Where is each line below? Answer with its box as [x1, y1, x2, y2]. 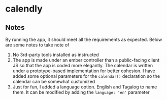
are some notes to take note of [5, 42, 70, 48]
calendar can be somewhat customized [12, 79, 95, 84]
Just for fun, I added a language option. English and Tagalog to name [12, 84, 157, 90]
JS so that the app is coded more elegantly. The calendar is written [12, 63, 153, 68]
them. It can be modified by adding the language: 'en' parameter [12, 89, 150, 95]
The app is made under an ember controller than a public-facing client [12, 57, 160, 63]
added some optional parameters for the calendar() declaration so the [12, 73, 160, 79]
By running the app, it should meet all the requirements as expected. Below [5, 36, 162, 42]
